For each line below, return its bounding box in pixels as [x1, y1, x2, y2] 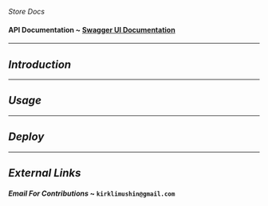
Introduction [8, 57, 72, 71]
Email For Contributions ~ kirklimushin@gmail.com [8, 189, 175, 198]
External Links [8, 166, 81, 180]
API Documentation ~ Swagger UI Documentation [8, 25, 175, 34]
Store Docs [8, 7, 45, 16]
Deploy [8, 130, 45, 144]
